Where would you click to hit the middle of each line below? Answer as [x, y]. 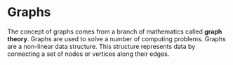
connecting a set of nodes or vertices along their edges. [88, 54]
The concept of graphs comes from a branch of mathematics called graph [115, 31]
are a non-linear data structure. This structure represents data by [101, 46]
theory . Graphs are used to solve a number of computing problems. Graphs [116, 38]
